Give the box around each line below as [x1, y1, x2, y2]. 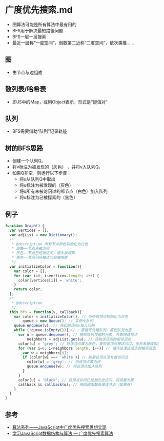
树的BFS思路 [5, 144, 43, 152]
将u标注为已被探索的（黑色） [19, 195, 78, 200]
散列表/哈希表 [5, 85, 46, 93]
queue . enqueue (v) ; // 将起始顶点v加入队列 [14, 323, 95, 328]
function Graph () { [5, 223, 45, 228]
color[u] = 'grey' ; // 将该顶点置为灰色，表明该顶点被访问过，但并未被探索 [18, 341, 157, 346]
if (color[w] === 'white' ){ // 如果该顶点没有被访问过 [22, 355, 128, 360]
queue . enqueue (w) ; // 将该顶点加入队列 [26, 364, 102, 369]
